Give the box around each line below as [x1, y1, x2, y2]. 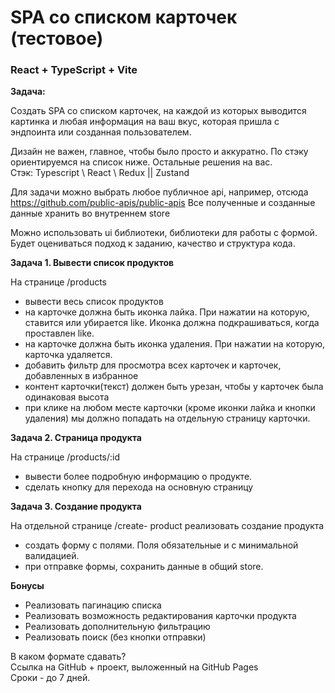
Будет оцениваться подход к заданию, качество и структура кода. [10, 237, 296, 250]
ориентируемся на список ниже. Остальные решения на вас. [10, 156, 273, 168]
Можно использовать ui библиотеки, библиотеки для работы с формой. [10, 227, 318, 239]
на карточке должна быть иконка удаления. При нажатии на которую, [24, 338, 326, 350]
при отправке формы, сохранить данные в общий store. [24, 561, 264, 573]
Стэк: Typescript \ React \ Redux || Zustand [10, 167, 190, 179]
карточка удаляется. [24, 349, 113, 361]
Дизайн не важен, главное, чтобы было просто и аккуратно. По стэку [10, 146, 309, 158]
